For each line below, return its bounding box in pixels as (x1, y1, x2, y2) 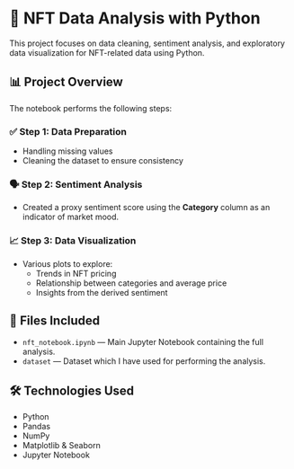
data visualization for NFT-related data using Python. (9, 47, 205, 58)
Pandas (22, 421, 51, 432)
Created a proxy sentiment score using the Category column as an (22, 202, 271, 213)
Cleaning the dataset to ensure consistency (22, 155, 184, 166)
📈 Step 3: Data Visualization (9, 234, 137, 247)
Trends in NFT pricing (35, 268, 117, 279)
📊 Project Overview (9, 75, 123, 90)
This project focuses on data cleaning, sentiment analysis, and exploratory (9, 38, 286, 49)
